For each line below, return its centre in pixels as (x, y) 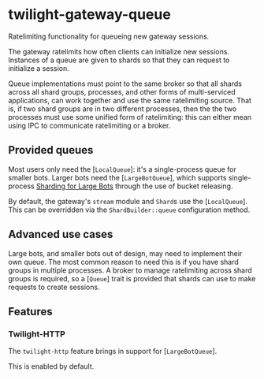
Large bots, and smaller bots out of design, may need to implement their (125, 253)
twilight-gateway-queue (89, 15)
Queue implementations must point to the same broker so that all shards (125, 84)
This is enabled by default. (51, 366)
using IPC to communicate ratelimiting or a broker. (89, 125)
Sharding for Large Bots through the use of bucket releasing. (134, 186)
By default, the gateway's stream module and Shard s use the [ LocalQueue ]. (128, 201)
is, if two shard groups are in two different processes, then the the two (123, 109)
